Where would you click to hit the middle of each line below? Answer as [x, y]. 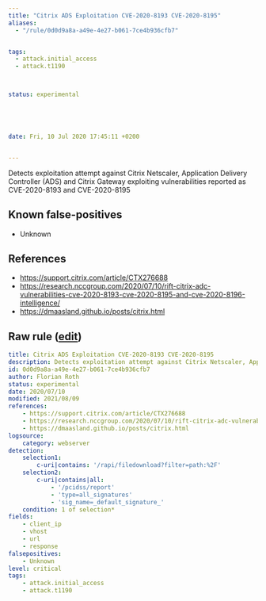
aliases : [23, 23]
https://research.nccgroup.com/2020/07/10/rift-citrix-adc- [115, 286]
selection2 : [42, 473]
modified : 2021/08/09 [44, 399]
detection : [26, 450]
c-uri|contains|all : [70, 480]
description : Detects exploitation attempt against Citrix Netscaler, [127, 362]
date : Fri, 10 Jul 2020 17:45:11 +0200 [74, 136]
